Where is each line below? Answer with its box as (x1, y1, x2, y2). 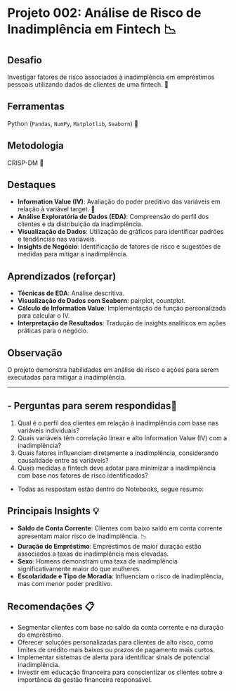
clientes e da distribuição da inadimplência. (17, 220, 143, 228)
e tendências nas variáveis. (17, 235, 97, 244)
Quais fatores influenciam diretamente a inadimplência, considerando (17, 449, 219, 457)
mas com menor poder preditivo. (17, 579, 112, 587)
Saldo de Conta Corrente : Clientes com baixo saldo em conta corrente (17, 523, 223, 533)
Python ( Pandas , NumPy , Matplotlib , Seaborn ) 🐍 (7, 119, 139, 127)
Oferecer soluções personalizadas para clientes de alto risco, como (17, 637, 214, 646)
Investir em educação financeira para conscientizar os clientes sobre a (17, 668, 223, 676)
